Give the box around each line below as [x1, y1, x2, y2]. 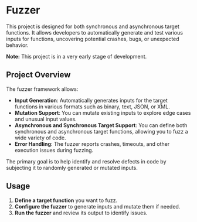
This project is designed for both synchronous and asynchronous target [6, 23, 180, 30]
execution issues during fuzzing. [14, 146, 94, 153]
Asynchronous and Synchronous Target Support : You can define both [14, 121, 188, 129]
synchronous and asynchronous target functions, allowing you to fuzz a [14, 128, 188, 135]
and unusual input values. [14, 115, 77, 122]
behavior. [6, 42, 29, 49]
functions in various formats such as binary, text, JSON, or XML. [14, 103, 170, 110]
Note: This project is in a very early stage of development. [6, 53, 147, 60]
